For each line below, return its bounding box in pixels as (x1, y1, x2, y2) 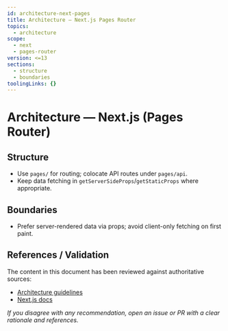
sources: (7, 275, 32, 283)
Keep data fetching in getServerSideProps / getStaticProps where (16, 177, 199, 185)
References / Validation (7, 249, 110, 261)
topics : (7, 23, 29, 29)
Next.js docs (16, 295, 53, 304)
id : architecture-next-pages (7, 10, 90, 17)
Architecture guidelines (16, 288, 84, 296)
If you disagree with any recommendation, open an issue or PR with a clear (7, 308, 220, 317)
